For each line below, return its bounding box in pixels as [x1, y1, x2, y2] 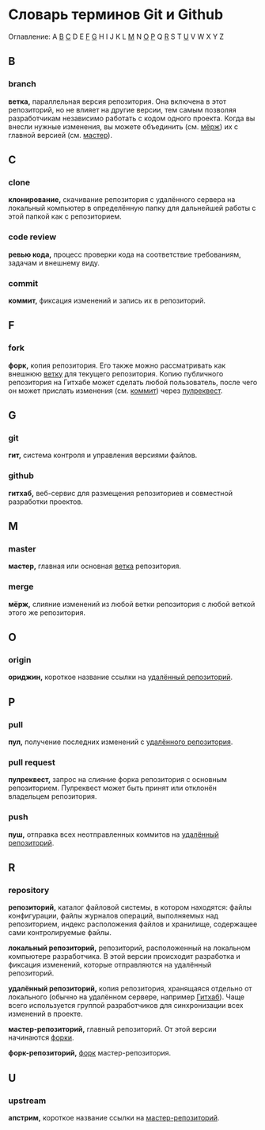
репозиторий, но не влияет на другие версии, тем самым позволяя [8, 105, 237, 114]
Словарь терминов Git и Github [8, 6, 224, 24]
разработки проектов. [8, 497, 83, 506]
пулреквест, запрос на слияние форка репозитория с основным [8, 775, 228, 785]
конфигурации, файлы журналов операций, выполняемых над [8, 911, 219, 921]
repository [8, 884, 50, 895]
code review [8, 231, 57, 242]
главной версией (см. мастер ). [8, 130, 113, 139]
